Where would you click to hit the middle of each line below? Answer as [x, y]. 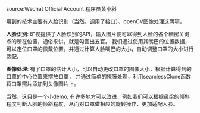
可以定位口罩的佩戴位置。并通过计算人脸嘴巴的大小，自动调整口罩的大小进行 [100, 49]
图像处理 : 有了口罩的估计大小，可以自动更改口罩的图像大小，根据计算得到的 [99, 69]
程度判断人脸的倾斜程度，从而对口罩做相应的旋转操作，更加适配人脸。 [92, 104]
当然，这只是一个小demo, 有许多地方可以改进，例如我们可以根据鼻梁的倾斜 [98, 96]
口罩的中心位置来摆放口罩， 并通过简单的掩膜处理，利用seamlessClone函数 [99, 76]
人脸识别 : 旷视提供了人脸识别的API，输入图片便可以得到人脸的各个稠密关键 [98, 34]
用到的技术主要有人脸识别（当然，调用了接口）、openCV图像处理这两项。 [96, 21]
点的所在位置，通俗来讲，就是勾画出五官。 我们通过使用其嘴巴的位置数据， [98, 41]
